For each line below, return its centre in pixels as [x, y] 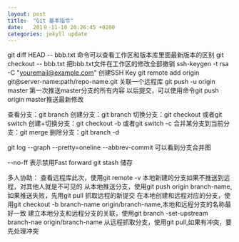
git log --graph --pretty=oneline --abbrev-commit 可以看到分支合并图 [110, 147]
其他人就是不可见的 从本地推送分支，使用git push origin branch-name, [129, 186]
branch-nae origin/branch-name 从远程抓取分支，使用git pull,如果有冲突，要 [119, 222]
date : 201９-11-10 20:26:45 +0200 [61, 27]
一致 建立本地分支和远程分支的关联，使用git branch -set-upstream [111, 214]
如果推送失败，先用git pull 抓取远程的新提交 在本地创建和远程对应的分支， [116, 196]
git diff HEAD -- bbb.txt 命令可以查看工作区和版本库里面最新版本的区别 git [116, 55]
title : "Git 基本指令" [40, 21]
